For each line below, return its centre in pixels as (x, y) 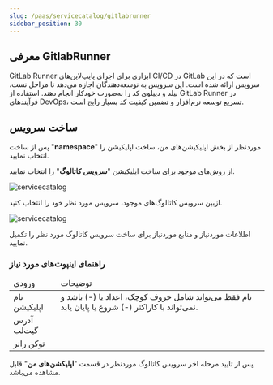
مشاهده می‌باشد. (35, 372)
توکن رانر (29, 344)
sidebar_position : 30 (46, 24)
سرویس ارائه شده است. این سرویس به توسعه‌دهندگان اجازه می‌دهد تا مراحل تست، (134, 84)
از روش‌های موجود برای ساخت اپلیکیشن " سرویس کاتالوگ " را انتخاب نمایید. (122, 171)
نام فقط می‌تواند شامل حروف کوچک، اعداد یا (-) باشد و (156, 297)
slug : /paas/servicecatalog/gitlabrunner (80, 16)
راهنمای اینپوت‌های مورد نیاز (57, 264)
